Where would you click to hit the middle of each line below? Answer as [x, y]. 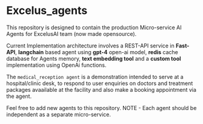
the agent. [19, 96]
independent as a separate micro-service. [58, 114]
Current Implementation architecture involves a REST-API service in [90, 46]
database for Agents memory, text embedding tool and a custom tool [94, 58]
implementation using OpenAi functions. [56, 65]
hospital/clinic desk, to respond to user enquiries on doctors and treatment [100, 83]
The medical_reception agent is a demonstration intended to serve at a [95, 77]
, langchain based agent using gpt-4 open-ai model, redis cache [97, 52]
